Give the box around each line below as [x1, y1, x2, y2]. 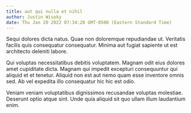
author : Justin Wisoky [6, 14, 62, 20]
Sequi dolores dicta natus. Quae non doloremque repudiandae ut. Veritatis [6, 36, 186, 43]
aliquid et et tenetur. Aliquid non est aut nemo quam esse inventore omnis [6, 71, 184, 79]
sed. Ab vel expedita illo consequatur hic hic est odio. [6, 78, 136, 85]
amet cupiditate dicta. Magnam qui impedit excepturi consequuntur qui [6, 66, 178, 73]
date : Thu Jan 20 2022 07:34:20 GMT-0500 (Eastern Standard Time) [6, 19, 172, 25]
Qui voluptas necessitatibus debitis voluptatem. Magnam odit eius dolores [6, 59, 185, 66]
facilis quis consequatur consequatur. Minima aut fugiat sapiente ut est [6, 42, 178, 49]
